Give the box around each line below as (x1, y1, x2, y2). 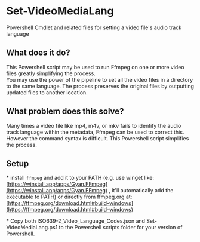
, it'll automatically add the (109, 187, 174, 194)
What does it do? (6, 48, 70, 58)
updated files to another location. (6, 88, 88, 96)
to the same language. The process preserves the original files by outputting (6, 82, 195, 90)
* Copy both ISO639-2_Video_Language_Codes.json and (6, 218, 145, 225)
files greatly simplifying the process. (6, 70, 96, 77)
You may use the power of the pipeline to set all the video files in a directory (6, 76, 193, 83)
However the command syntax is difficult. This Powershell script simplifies (6, 134, 189, 142)
